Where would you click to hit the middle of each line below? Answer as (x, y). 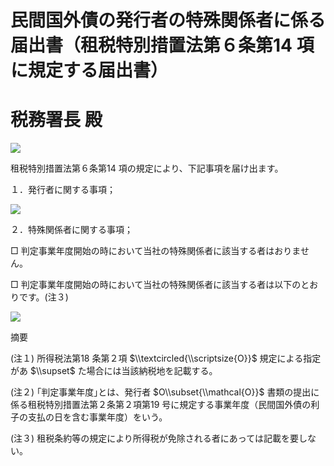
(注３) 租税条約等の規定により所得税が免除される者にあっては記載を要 (154, 438)
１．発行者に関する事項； (63, 190)
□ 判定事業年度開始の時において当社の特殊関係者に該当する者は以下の (156, 285)
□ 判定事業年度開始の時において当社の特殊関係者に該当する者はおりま (155, 251)
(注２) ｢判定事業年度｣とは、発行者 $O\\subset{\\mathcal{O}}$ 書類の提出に (165, 392)
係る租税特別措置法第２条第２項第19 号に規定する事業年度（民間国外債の (161, 405)
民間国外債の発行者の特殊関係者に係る (168, 20)
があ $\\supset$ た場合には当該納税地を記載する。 (114, 371)
